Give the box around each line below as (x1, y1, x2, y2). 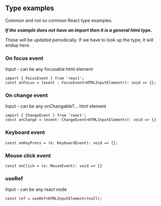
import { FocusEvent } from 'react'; (5, 76, 85, 81)
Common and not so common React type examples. (5, 17, 113, 23)
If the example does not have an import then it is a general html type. (5, 27, 152, 33)
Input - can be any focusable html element (5, 66, 93, 72)
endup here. (5, 42, 31, 48)
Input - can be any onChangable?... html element (5, 103, 107, 110)
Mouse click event (5, 152, 51, 159)
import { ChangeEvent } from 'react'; (5, 113, 87, 118)
